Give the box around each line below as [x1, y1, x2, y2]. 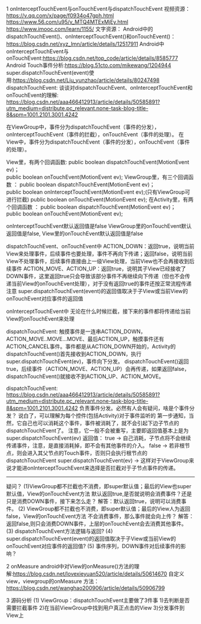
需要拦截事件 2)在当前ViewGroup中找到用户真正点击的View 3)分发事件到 [6, 604, 185, 611]
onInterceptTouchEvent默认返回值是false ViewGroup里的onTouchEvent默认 [6, 223, 192, 229]
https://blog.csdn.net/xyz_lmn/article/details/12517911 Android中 [6, 41, 165, 47]
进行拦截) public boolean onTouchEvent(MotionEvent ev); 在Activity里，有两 [6, 196, 194, 203]
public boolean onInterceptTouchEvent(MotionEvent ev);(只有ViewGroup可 [6, 188, 190, 196]
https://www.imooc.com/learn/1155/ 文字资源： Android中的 [6, 26, 154, 32]
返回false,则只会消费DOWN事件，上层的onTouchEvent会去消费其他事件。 [6, 520, 187, 527]
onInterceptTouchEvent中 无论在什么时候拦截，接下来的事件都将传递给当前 [6, 308, 191, 315]
